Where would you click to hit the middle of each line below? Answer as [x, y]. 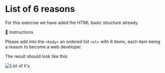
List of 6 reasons [40, 9]
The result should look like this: [37, 56]
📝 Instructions [19, 32]
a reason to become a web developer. [44, 47]
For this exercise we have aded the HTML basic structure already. [72, 23]
